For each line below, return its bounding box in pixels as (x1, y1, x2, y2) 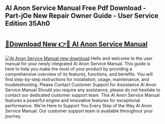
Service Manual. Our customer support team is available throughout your (5, 108, 153, 114)
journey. (5, 113, 22, 119)
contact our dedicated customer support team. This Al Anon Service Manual (5, 92, 160, 98)
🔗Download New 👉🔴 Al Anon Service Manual (5, 40, 148, 48)
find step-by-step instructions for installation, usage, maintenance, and (5, 77, 149, 82)
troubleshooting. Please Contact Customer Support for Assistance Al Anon (5, 82, 157, 87)
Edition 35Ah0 (5, 19, 50, 28)
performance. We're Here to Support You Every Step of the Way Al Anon (5, 103, 152, 108)
